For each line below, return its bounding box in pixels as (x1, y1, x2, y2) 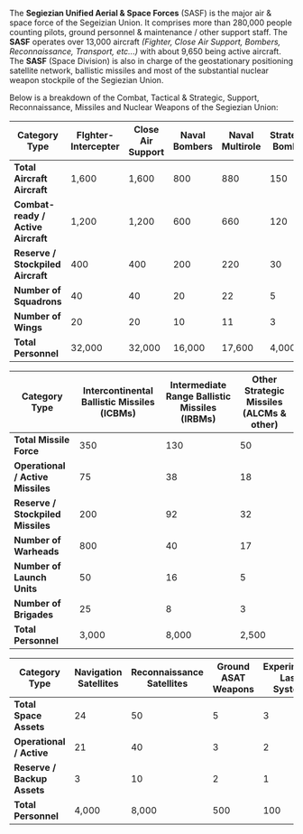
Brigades (14, 608, 54, 621)
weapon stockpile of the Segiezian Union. (9, 75, 164, 85)
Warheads (14, 545, 60, 558)
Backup (14, 773, 48, 784)
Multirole (221, 140, 262, 153)
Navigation (74, 666, 123, 678)
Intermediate (170, 379, 227, 391)
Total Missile (14, 433, 70, 446)
